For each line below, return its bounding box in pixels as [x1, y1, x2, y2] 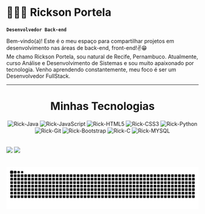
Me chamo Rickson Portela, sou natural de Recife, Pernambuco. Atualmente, [6, 53, 198, 60]
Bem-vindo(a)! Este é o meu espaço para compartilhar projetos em [6, 37, 174, 44]
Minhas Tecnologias [50, 100, 155, 113]
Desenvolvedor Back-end [6, 27, 67, 33]
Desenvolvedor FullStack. [6, 72, 71, 80]
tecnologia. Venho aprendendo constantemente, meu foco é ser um [6, 66, 176, 73]
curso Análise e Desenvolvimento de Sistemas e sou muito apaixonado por [6, 59, 194, 66]
